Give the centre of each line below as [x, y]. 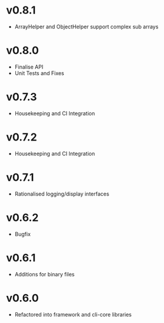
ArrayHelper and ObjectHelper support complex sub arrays [86, 27]
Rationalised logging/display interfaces [62, 194]
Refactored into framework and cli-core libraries [73, 314]
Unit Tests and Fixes [39, 73]
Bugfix [23, 234]
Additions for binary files [45, 274]
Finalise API [29, 67]
